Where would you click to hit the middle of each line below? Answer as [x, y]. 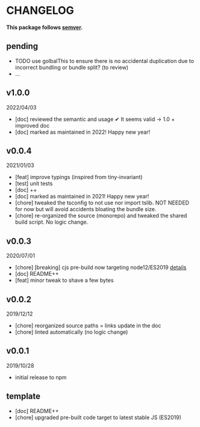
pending [22, 46]
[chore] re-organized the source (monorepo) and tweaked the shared [101, 216]
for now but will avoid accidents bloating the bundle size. [86, 209]
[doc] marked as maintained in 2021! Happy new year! [82, 197]
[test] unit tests [34, 184]
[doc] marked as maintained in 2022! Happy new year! [83, 132]
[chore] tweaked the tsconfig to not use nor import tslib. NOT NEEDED [102, 203]
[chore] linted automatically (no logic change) [71, 332]
